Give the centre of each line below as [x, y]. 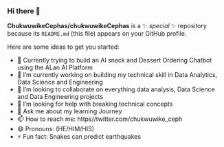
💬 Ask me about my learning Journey [69, 111]
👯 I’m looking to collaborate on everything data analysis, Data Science [116, 89]
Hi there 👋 [24, 11]
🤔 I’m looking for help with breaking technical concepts [95, 104]
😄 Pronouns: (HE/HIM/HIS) [56, 129]
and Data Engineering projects [60, 97]
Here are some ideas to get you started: [64, 47]
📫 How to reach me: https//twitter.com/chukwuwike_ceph [100, 119]
